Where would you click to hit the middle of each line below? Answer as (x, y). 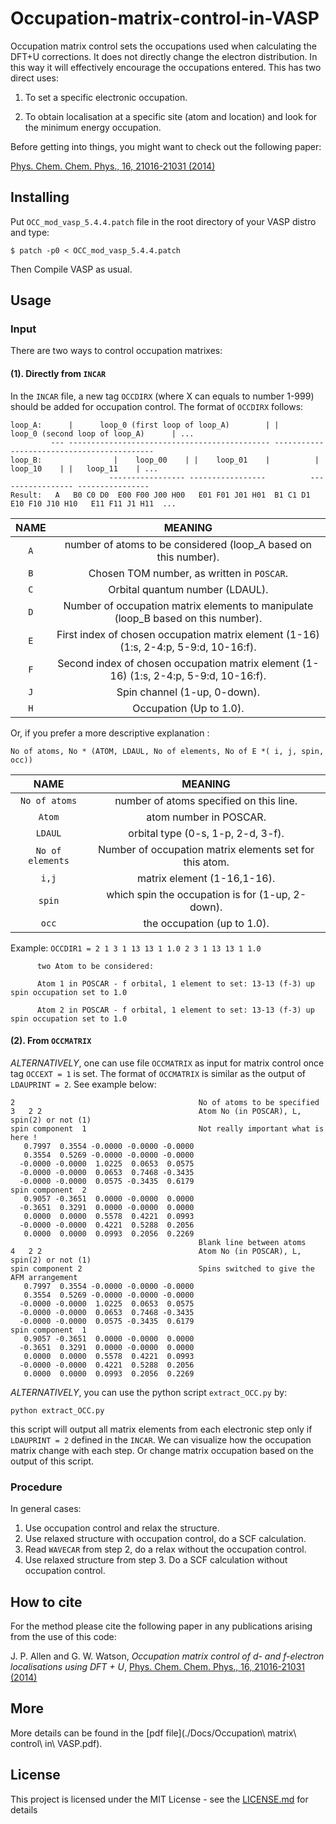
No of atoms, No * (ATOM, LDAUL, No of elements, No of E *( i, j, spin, (167, 751)
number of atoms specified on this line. (206, 800)
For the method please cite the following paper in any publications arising (161, 1626)
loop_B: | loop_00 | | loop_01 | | (165, 460)
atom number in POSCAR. (206, 817)
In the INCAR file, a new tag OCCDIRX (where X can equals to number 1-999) (162, 396)
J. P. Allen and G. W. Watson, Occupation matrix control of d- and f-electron (167, 1656)
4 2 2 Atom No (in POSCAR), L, (156, 1251)
